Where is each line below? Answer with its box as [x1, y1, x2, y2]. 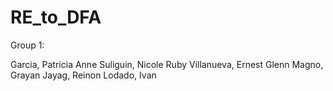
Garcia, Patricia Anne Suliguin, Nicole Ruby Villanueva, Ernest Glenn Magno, [10, 58, 324, 70]
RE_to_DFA [10, 6, 102, 29]
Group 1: [10, 39, 45, 51]
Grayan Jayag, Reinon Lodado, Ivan [10, 69, 157, 81]
